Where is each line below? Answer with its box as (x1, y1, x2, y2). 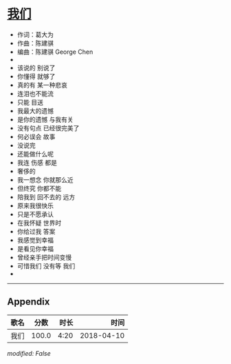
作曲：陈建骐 (16, 39, 54, 47)
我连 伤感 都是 (16, 158, 57, 166)
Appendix (7, 296, 50, 307)
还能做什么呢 (16, 150, 54, 158)
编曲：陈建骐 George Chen (16, 48, 93, 56)
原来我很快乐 (16, 201, 54, 210)
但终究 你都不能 (16, 184, 62, 192)
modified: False (7, 349, 52, 357)
